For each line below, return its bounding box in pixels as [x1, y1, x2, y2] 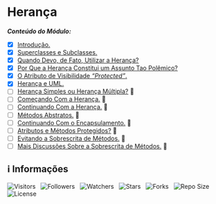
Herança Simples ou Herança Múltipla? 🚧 [17, 87, 134, 95]
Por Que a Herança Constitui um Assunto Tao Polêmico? [17, 64, 178, 73]
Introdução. [17, 40, 51, 48]
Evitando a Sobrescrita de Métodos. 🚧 [17, 134, 126, 142]
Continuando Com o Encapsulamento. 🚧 [17, 118, 132, 127]
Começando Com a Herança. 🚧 [17, 95, 106, 104]
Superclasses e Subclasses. [17, 48, 98, 56]
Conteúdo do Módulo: [7, 27, 71, 35]
